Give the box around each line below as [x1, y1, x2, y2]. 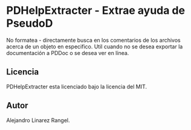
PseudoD [6, 16, 53, 30]
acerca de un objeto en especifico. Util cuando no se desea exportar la [6, 43, 183, 50]
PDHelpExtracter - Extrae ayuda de [6, 4, 186, 18]
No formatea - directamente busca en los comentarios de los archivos [6, 36, 181, 44]
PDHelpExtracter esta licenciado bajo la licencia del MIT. [6, 83, 147, 90]
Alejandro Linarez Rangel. [6, 116, 71, 124]
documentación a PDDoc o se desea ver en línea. [6, 49, 129, 56]
